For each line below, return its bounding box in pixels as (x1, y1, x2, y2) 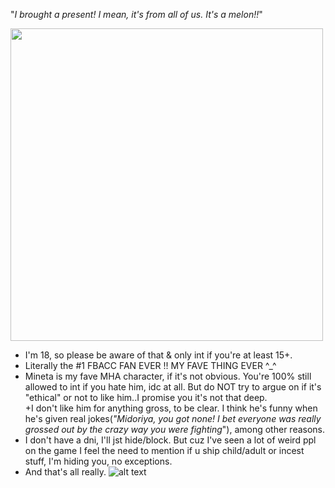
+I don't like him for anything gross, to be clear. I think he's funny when (24, 402, 318, 414)
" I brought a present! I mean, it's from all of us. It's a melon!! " (10, 9, 263, 20)
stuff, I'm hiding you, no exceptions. (24, 455, 173, 467)
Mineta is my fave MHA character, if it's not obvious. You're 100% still (24, 370, 312, 382)
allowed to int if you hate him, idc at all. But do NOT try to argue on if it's (24, 381, 322, 393)
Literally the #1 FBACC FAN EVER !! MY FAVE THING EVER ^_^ (24, 360, 277, 371)
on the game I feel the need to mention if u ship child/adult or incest (24, 445, 305, 456)
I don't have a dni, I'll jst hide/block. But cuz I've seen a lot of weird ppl (24, 434, 317, 446)
